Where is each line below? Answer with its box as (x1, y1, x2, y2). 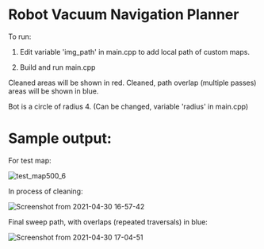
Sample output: (8, 129, 113, 147)
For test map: (8, 155, 52, 165)
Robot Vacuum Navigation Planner (8, 6, 239, 24)
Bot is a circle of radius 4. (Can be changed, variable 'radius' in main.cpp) (8, 102, 249, 111)
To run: (8, 32, 32, 41)
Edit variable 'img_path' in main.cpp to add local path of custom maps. (19, 47, 250, 56)
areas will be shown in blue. (8, 86, 99, 96)
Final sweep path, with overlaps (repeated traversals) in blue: (8, 216, 208, 227)
